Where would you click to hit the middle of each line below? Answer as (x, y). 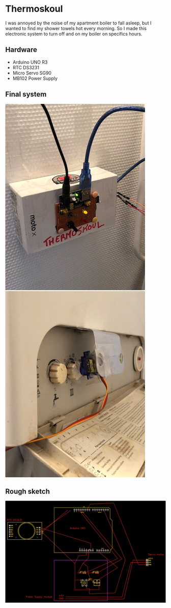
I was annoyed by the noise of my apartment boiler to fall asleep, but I (78, 23)
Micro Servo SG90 (32, 73)
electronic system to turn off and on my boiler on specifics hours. (74, 34)
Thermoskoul (34, 9)
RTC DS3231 (26, 67)
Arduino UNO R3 (30, 62)
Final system (26, 94)
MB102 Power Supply (35, 78)
